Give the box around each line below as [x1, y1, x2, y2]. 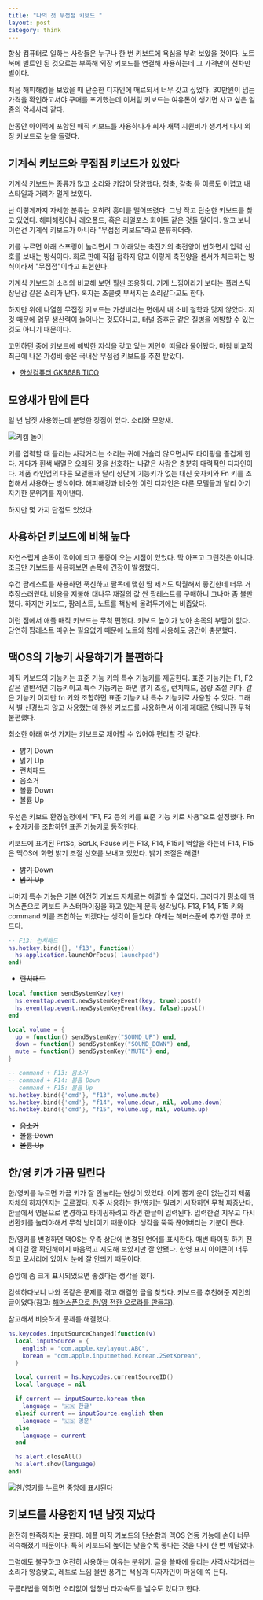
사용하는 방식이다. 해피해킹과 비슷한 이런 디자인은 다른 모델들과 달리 [28, 479, 237, 488]
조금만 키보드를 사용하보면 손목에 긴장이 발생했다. [8, 562, 159, 571]
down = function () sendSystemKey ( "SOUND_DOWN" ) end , [15, 1040, 192, 1048]
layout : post [8, 19, 51, 27]
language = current [22, 1432, 86, 1439]
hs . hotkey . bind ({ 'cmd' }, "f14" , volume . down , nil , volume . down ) [8, 1099, 223, 1107]
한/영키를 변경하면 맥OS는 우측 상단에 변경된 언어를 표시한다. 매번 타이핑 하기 [8, 1235, 245, 1244]
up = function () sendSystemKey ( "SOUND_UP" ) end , [15, 1033, 177, 1041]
